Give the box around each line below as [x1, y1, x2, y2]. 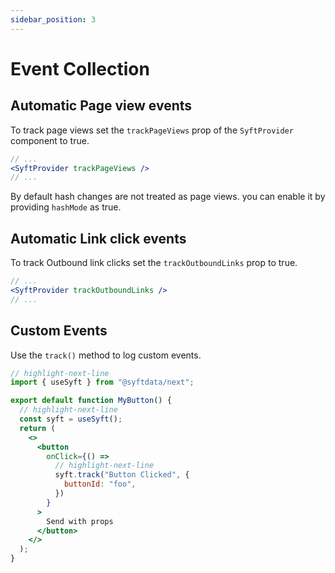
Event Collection [10, 57, 150, 80]
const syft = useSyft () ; [19, 414, 123, 424]
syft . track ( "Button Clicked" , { [54, 470, 190, 480]
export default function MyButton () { [10, 396, 172, 406]
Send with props [46, 516, 114, 526]
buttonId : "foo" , [63, 479, 137, 490]
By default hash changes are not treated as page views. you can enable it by [10, 191, 326, 203]
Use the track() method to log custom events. [10, 349, 202, 361]
